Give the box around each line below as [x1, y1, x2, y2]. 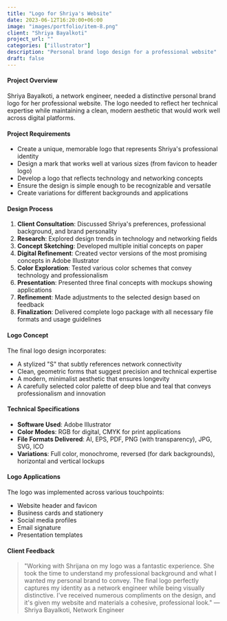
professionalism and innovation [17, 389, 106, 397]
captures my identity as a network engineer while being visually [23, 584, 205, 592]
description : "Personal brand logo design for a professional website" [7, 49, 217, 56]
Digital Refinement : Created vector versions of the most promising [17, 249, 208, 257]
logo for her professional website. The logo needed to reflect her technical [7, 99, 218, 107]
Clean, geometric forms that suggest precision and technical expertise [17, 367, 217, 375]
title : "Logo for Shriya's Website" [7, 10, 112, 17]
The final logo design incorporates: [7, 346, 107, 355]
